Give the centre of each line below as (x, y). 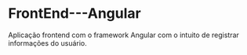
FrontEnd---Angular (74, 14)
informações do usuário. (48, 43)
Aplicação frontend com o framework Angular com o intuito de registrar (123, 35)
